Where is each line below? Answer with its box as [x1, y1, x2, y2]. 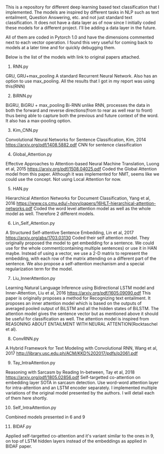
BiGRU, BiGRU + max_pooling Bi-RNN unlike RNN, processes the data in [5, 102, 150, 108]
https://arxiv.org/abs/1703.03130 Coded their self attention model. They [5, 235, 150, 240]
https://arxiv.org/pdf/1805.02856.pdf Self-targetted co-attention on [5, 375, 141, 380]
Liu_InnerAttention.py [12, 276, 56, 281]
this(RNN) [5, 83, 25, 89]
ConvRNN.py [12, 336, 39, 341]
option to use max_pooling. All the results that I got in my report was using [5, 78, 155, 84]
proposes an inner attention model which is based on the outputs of [5, 300, 142, 306]
